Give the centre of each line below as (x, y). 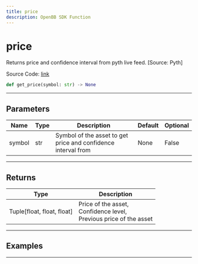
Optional (176, 126)
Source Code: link (28, 74)
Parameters (28, 109)
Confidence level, (103, 211)
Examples (24, 246)
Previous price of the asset (116, 219)
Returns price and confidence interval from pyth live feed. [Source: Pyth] (95, 63)
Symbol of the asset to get (92, 135)
